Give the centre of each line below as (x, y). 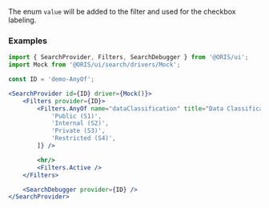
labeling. (22, 20)
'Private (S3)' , (78, 131)
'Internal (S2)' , (80, 123)
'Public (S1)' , (76, 116)
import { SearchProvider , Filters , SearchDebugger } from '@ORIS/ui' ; (128, 58)
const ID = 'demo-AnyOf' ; (51, 79)
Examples (28, 41)
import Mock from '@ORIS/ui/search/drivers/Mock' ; (94, 65)
